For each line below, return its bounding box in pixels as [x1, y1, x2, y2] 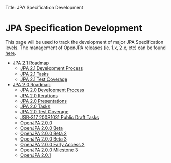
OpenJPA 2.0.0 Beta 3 [20, 135, 67, 142]
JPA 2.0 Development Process [20, 87, 84, 93]
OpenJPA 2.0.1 [20, 152, 51, 158]
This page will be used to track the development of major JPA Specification [5, 39, 164, 45]
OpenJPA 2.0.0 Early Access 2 [20, 141, 85, 147]
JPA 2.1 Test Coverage [20, 76, 68, 82]
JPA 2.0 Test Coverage [20, 108, 69, 114]
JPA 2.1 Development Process [20, 65, 83, 71]
